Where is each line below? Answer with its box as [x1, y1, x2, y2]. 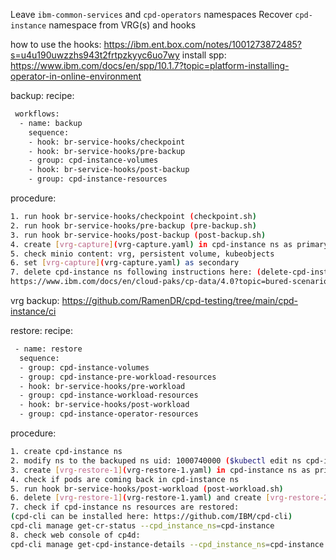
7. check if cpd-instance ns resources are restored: [10, 502, 240, 513]
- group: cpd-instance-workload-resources [19, 390, 199, 401]
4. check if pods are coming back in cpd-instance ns [10, 474, 240, 484]
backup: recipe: [10, 90, 75, 101]
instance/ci [10, 305, 57, 317]
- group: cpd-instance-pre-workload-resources [19, 372, 217, 382]
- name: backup [19, 118, 83, 128]
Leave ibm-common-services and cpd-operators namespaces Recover [10, 9, 293, 20]
